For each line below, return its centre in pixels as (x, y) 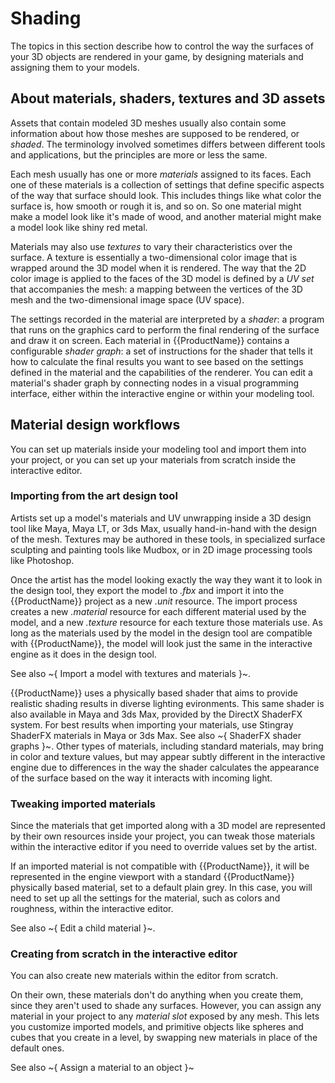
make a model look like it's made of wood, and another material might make (166, 216)
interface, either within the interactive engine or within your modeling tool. (162, 393)
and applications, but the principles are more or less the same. (139, 154)
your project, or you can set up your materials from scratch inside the (153, 459)
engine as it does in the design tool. (83, 654)
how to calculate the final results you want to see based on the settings (157, 361)
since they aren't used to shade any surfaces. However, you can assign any (166, 1006)
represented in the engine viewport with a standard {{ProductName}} (152, 877)
